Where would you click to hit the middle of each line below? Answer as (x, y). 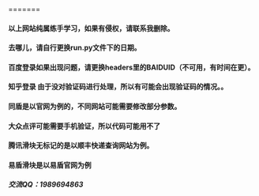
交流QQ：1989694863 (46, 185)
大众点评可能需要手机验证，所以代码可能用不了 (84, 126)
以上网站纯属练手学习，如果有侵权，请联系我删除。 (91, 28)
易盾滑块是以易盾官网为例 (50, 165)
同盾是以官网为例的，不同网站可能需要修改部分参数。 (95, 106)
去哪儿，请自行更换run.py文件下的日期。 (75, 47)
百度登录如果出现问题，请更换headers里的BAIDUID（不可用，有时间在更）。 (131, 67)
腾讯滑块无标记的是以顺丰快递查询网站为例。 (81, 145)
